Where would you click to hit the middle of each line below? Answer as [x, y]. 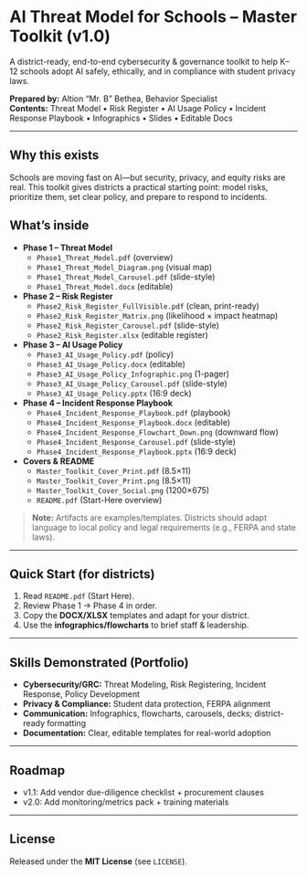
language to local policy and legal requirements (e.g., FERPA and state [164, 527]
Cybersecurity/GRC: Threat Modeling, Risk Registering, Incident [144, 685]
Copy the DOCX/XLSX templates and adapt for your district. [136, 616]
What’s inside [49, 226]
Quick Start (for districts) [82, 574]
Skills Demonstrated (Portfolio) [99, 663]
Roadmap [37, 770]
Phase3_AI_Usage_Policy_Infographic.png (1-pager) [133, 374]
